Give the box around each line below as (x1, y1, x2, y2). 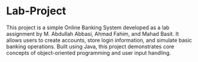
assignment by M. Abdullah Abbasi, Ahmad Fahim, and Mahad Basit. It (6, 30, 179, 37)
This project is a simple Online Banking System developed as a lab (6, 24, 170, 31)
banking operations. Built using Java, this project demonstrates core (6, 43, 175, 50)
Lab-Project (6, 4, 66, 18)
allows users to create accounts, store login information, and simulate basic (6, 36, 193, 44)
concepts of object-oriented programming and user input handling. (6, 49, 172, 56)
